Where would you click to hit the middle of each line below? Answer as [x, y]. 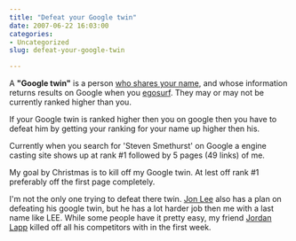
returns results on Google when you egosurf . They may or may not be [137, 93]
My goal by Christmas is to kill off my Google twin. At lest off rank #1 [134, 173]
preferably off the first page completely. [82, 182]
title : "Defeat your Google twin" [73, 17]
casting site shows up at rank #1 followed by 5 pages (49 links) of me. [137, 155]
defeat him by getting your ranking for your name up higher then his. [135, 128]
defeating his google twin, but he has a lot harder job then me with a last [141, 208]
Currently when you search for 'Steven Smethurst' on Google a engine [138, 146]
